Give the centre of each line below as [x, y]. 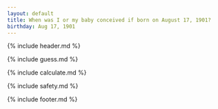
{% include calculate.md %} [47, 72]
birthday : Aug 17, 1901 [41, 26]
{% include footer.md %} [42, 99]
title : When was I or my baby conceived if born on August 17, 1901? [109, 20]
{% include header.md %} [44, 46]
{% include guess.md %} [42, 59]
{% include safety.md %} [43, 86]
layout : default [30, 13]
